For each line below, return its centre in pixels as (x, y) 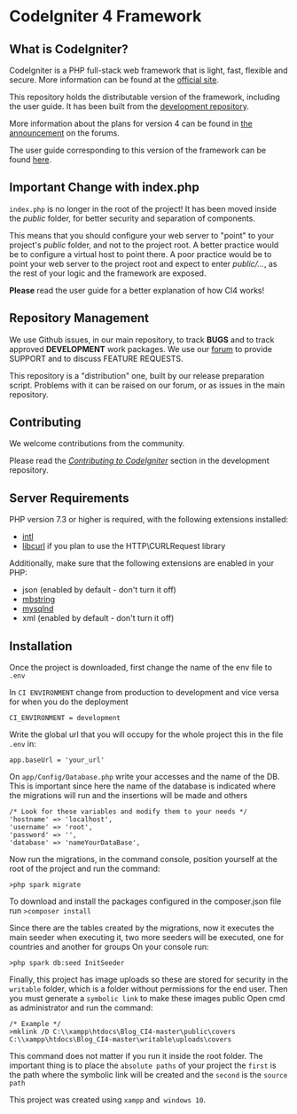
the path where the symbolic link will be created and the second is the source (148, 1075)
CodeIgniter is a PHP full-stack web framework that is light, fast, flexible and (148, 70)
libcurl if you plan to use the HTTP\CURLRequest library (124, 546)
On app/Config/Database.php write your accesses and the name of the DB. (145, 777)
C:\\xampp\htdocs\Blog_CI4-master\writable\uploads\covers (121, 1039)
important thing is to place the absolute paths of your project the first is (143, 1065)
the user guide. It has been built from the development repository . (129, 106)
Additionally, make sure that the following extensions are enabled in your (142, 563)
